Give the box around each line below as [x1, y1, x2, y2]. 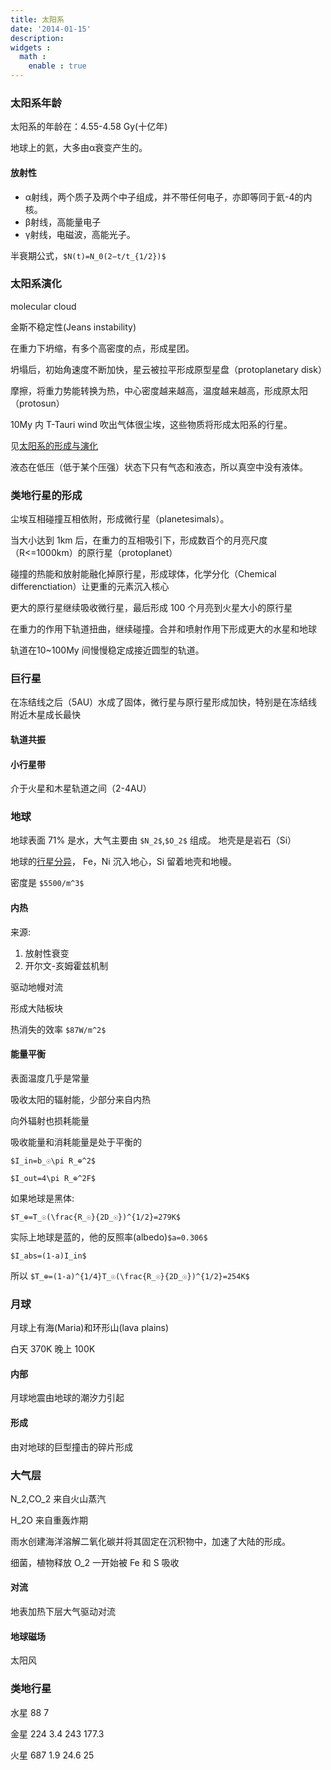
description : [10, 33, 65, 43]
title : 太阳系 [10, 14, 65, 25]
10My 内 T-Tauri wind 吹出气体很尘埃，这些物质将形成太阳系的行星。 [10, 418, 293, 430]
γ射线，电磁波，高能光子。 [24, 228, 136, 240]
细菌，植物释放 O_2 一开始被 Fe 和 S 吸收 [10, 1556, 180, 1568]
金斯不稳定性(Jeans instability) [10, 321, 137, 333]
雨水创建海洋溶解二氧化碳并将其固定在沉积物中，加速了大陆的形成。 [10, 1535, 291, 1547]
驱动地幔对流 [10, 981, 63, 993]
